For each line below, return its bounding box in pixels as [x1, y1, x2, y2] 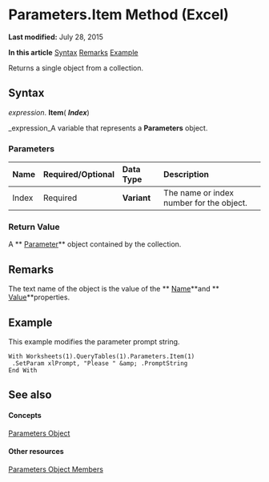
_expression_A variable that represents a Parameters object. [8, 123, 208, 133]
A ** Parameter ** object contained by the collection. [8, 239, 182, 249]
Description [163, 169, 210, 180]
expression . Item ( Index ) [8, 107, 90, 117]
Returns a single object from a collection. [8, 62, 144, 73]
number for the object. [163, 198, 248, 209]
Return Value [8, 221, 60, 232]
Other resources [8, 447, 64, 456]
